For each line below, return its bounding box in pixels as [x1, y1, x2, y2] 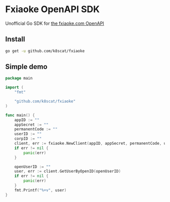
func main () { [5, 112, 35, 117]
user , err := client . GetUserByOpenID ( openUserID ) [14, 169, 121, 174]
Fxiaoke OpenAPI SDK [5, 4, 100, 15]
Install [5, 35, 25, 44]
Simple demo [5, 62, 48, 71]
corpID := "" [14, 136, 42, 141]
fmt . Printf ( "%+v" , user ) [14, 187, 67, 193]
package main [5, 76, 33, 81]
